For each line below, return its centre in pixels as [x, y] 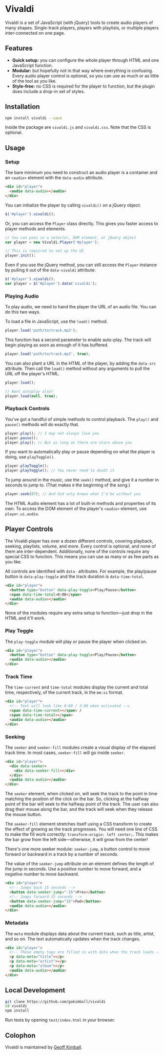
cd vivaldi [16, 1006]
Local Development [35, 990]
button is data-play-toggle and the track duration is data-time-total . [75, 576]
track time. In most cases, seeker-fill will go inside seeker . [65, 753]
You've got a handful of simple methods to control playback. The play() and [82, 419]
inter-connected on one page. [35, 33]
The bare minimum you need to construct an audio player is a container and [81, 173]
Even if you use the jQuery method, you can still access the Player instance [81, 265]
